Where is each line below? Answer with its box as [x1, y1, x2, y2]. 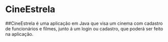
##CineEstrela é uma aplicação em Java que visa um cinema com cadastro [5, 20, 163, 26]
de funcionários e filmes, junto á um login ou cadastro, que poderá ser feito [5, 25, 163, 31]
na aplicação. [5, 31, 34, 37]
